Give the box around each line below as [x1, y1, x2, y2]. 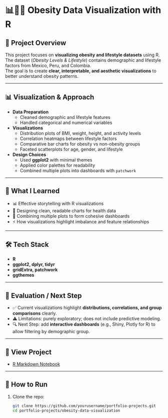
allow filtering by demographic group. [12, 329, 90, 335]
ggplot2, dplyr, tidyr [12, 261, 55, 267]
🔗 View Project [5, 348, 51, 356]
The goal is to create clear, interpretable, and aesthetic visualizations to [5, 68, 156, 74]
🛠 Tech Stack [5, 240, 49, 249]
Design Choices [12, 152, 46, 158]
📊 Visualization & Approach [5, 93, 94, 101]
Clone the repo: [12, 393, 45, 399]
